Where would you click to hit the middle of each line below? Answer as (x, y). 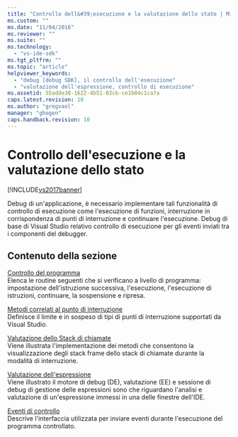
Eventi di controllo (34, 411)
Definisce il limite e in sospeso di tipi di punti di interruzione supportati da (114, 317)
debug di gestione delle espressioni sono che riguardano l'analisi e (105, 390)
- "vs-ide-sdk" (36, 54)
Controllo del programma (44, 273)
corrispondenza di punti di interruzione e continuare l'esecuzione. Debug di (118, 218)
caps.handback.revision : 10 (49, 119)
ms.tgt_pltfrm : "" (34, 60)
